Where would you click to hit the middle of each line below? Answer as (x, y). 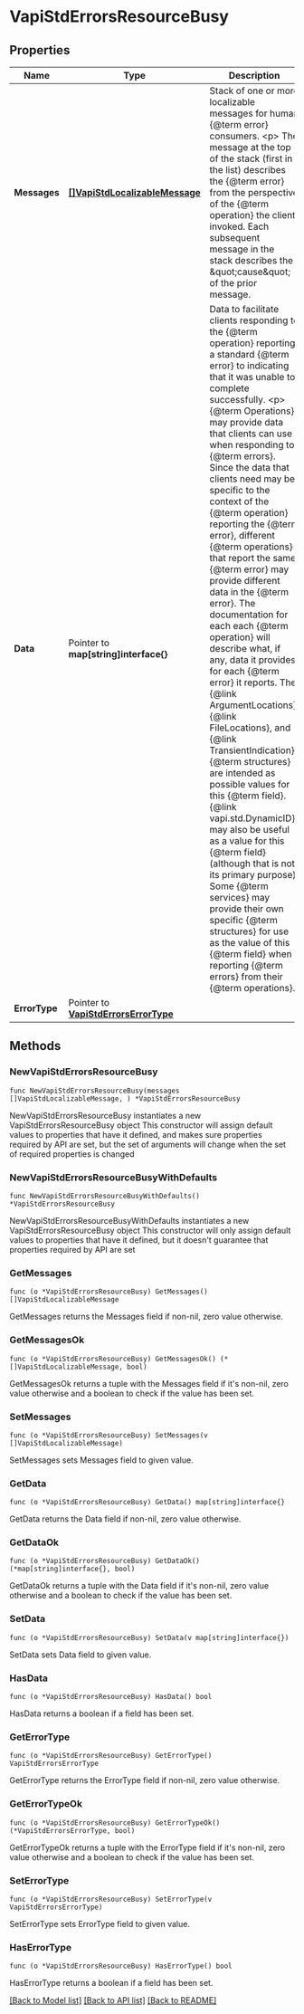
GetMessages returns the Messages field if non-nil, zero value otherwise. (146, 1317)
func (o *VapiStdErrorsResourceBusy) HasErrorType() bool (121, 1966)
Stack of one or (242, 91)
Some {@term (239, 886)
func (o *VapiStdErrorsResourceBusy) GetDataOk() (105, 1561)
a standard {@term (249, 354)
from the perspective (254, 192)
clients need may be (252, 479)
